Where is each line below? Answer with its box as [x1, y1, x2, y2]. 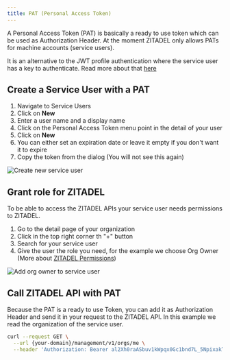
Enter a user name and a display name [16, 117, 125, 125]
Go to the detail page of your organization [16, 225, 136, 233]
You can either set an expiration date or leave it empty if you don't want [16, 139, 219, 147]
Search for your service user [16, 239, 98, 248]
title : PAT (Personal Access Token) [7, 10, 112, 17]
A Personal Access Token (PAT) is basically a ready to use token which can [7, 29, 219, 37]
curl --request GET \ [7, 333, 69, 340]
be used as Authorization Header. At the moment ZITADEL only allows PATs [7, 36, 219, 45]
